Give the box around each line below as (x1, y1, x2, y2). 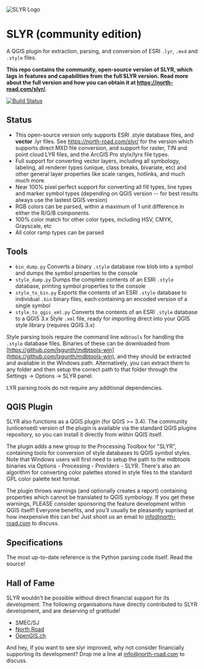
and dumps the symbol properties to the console (15, 269, 138, 277)
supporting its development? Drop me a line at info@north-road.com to (6, 651, 185, 657)
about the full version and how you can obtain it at (6, 78, 136, 86)
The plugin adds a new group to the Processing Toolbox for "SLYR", (6, 443, 177, 450)
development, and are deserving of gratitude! (6, 607, 121, 615)
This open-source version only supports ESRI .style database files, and (15, 131, 194, 138)
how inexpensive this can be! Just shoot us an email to (6, 513, 144, 520)
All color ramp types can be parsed (15, 228, 104, 236)
